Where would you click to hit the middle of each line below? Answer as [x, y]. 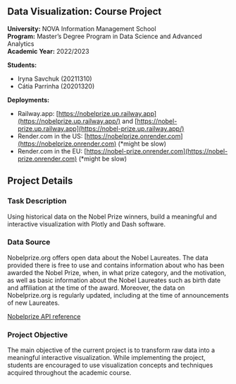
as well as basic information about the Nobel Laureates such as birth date [114, 280]
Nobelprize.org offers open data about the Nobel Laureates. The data [108, 257]
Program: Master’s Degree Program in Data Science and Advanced [105, 36]
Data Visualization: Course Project [85, 12]
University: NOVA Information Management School [82, 28]
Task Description [37, 201]
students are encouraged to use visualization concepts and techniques [110, 365]
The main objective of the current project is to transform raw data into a [111, 350]
